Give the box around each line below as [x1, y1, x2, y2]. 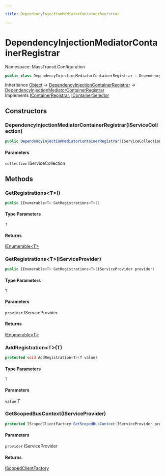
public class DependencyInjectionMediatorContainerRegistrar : [5, 73, 137, 78]
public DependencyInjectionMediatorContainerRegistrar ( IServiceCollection [5, 139, 162, 144]
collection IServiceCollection [5, 160, 65, 166]
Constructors [5, 107, 47, 115]
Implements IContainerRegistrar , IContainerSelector [5, 92, 110, 98]
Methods [5, 175, 33, 183]
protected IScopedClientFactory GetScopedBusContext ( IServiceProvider [5, 421, 153, 426]
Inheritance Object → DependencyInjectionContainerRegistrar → [5, 82, 136, 88]
